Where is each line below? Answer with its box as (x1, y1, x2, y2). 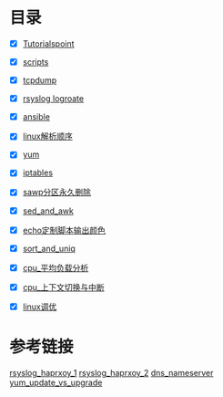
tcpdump (22, 75, 57, 86)
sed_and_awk (22, 205, 75, 216)
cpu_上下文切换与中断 (22, 281, 105, 292)
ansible (22, 111, 50, 122)
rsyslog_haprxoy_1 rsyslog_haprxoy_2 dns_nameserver (9, 367, 214, 378)
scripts (22, 57, 49, 68)
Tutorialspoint (22, 37, 75, 49)
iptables (22, 167, 53, 178)
